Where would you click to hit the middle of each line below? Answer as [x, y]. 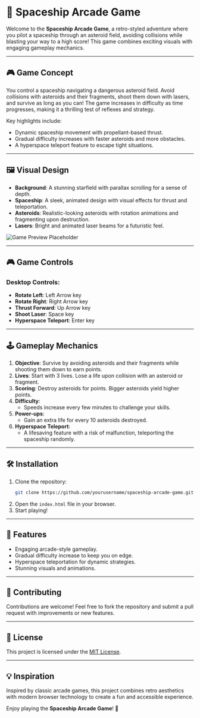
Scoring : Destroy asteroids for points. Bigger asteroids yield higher [97, 389]
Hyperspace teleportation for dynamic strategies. [75, 562]
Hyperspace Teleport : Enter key [55, 321]
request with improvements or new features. [60, 613]
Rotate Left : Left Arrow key [48, 295]
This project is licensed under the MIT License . [64, 652]
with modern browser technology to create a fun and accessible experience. [100, 697]
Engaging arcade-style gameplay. [56, 549]
